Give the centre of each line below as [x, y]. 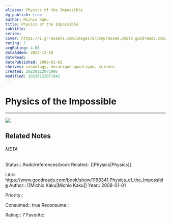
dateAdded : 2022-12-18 [29, 52]
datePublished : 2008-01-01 [34, 62]
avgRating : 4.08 [22, 48]
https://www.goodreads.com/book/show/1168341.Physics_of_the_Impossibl [84, 180]
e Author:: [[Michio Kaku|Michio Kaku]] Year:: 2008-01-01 [66, 185]
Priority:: [14, 195]
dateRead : [16, 57]
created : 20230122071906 [32, 72]
